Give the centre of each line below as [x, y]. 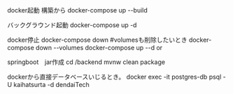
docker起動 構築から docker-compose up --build [78, 10]
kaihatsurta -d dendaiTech [51, 85]
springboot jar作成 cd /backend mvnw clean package [86, 62]
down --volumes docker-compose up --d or [99, 48]
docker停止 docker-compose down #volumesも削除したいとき [97, 40]
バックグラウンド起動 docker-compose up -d [72, 25]
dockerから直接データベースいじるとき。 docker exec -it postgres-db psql [114, 77]
